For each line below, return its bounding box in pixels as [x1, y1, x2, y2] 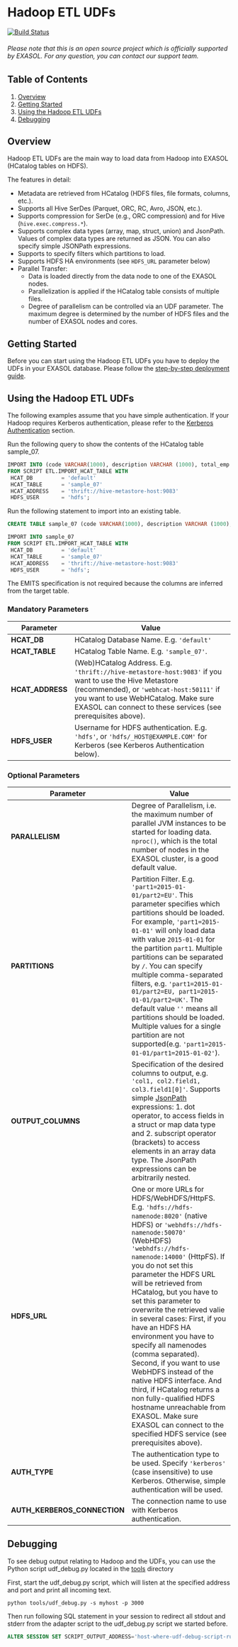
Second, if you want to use [131, 1358, 221, 1368]
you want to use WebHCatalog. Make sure [74, 693, 215, 703]
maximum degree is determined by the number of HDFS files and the [28, 310, 229, 318]
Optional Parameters [7, 770, 80, 780]
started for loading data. [131, 827, 212, 837]
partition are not [131, 1029, 185, 1039]
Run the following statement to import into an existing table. [7, 507, 181, 515]
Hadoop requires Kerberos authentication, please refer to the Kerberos [7, 419, 214, 427]
